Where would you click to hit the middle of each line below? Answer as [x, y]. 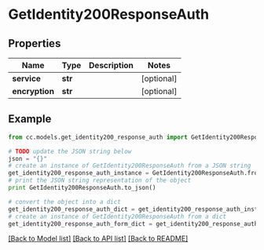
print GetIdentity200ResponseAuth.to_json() [82, 188]
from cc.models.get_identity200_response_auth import [98, 137]
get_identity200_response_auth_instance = [79, 173]
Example [30, 119]
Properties [35, 43]
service [27, 78]
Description [111, 65]
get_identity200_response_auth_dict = [71, 209]
